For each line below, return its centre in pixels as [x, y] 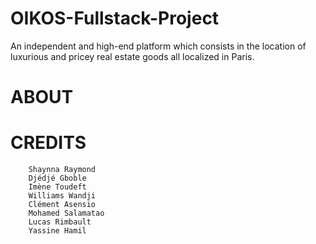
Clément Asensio [62, 205]
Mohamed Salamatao [66, 213]
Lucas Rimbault [60, 222]
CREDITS [48, 143]
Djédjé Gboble [57, 178]
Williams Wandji [62, 196]
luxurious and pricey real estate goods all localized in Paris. [132, 56]
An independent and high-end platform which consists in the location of [158, 46]
